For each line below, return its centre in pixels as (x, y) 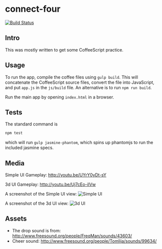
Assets (16, 219)
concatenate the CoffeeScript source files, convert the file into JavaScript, (80, 82)
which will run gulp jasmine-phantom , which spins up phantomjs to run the (79, 143)
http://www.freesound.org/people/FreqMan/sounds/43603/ (72, 236)
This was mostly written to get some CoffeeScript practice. (64, 50)
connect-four (33, 9)
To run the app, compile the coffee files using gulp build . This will (71, 77)
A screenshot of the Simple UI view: (41, 194)
